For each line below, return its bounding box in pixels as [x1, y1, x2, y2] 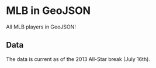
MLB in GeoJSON [6, 4, 91, 17]
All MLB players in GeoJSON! [6, 23, 76, 30]
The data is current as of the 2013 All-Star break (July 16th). [6, 55, 151, 62]
